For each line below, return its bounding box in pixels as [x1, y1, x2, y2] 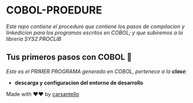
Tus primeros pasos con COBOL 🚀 [6, 52, 132, 62]
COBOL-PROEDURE [6, 4, 102, 17]
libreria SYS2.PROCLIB [6, 35, 62, 42]
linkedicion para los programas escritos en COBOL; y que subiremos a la [6, 29, 184, 36]
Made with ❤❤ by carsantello [6, 90, 79, 97]
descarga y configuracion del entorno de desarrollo [14, 79, 144, 86]
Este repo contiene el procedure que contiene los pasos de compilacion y [6, 23, 185, 30]
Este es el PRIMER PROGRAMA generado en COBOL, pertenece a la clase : [6, 68, 187, 75]
